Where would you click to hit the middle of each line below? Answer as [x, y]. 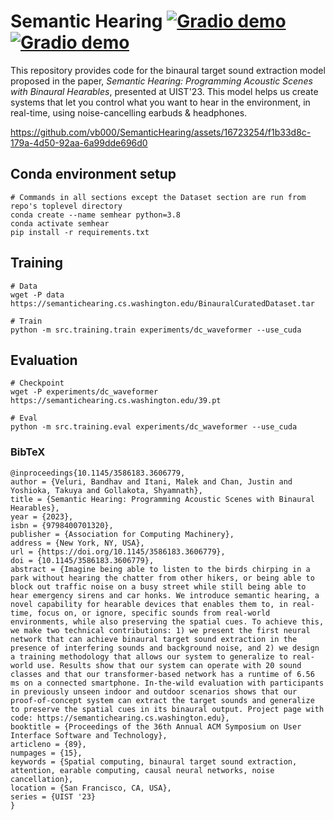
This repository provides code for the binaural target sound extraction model [168, 70]
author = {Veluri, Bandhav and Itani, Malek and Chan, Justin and [151, 481]
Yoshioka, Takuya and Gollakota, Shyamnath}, [106, 490]
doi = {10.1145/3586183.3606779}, [82, 560]
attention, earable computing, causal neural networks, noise [142, 770]
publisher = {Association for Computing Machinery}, [122, 534]
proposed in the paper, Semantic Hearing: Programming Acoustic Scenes [161, 81]
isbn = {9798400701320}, [62, 525]
